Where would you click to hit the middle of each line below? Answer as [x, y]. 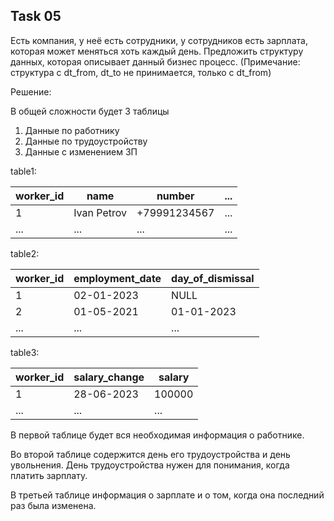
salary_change [109, 377]
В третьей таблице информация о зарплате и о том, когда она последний [167, 495]
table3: [25, 352]
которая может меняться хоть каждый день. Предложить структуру [157, 51]
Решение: [31, 91]
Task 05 [36, 16]
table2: [25, 253]
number [175, 196]
